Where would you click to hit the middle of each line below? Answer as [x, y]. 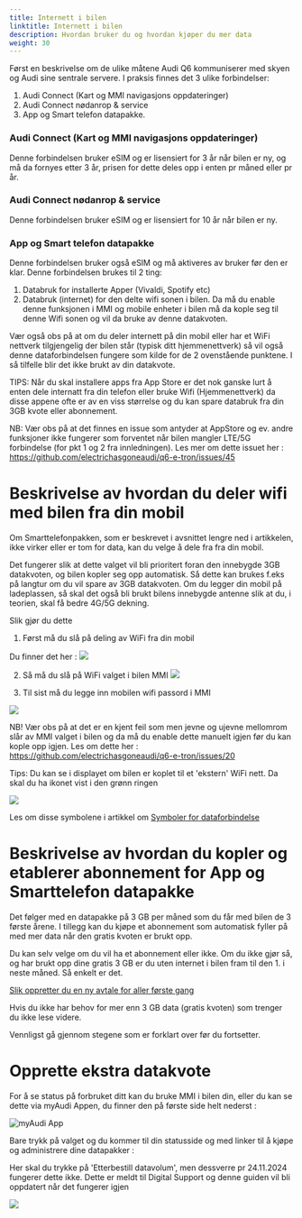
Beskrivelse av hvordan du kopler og [149, 854]
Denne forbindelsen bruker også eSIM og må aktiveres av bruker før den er [149, 263]
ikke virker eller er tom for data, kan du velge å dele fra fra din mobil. [137, 547]
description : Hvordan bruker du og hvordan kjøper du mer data [131, 34]
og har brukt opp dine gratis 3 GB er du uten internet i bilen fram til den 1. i [147, 963]
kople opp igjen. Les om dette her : [74, 746]
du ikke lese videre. [46, 1017]
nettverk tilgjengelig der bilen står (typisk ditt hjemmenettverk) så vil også [146, 346]
